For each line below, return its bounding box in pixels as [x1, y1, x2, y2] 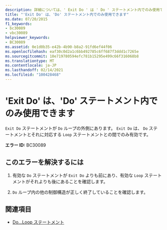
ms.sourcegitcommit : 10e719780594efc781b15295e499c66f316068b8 [5, 53, 139, 59]
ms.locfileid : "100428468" [5, 72, 61, 77]
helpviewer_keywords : [5, 35, 50, 40]
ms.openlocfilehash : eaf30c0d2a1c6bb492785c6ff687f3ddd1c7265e [5, 49, 139, 54]
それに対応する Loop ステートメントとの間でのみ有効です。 [31, 131, 151, 137]
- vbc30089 [5, 30, 28, 35]
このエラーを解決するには [5, 158, 83, 167]
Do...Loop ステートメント [12, 219, 65, 225]
